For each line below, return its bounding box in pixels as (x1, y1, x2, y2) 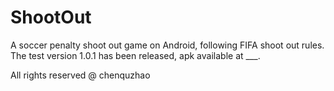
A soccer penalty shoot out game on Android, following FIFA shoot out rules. (10, 39, 325, 51)
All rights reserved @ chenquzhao (10, 69, 151, 81)
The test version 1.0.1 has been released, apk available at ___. (10, 49, 261, 61)
